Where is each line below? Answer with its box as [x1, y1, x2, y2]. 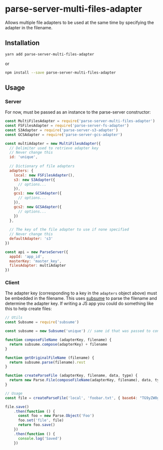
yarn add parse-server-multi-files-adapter [5, 52, 95, 57]
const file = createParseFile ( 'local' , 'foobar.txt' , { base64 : [5, 395, 138, 400]
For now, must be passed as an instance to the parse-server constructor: [5, 109, 151, 115]
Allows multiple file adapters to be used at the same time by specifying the [5, 20, 154, 25]
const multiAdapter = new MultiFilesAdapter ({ [5, 141, 101, 146]
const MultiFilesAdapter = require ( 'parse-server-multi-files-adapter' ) [5, 118, 155, 124]
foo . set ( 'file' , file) [17, 418, 64, 423]
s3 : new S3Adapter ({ [14, 177, 55, 182]
